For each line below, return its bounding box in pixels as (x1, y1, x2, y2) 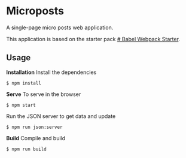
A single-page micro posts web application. (6, 24, 114, 31)
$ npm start (6, 102, 36, 108)
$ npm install (6, 80, 42, 86)
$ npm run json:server (6, 124, 63, 130)
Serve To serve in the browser (6, 91, 81, 98)
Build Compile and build (6, 134, 66, 141)
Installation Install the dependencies (6, 69, 97, 76)
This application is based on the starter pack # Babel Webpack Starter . (6, 35, 181, 42)
